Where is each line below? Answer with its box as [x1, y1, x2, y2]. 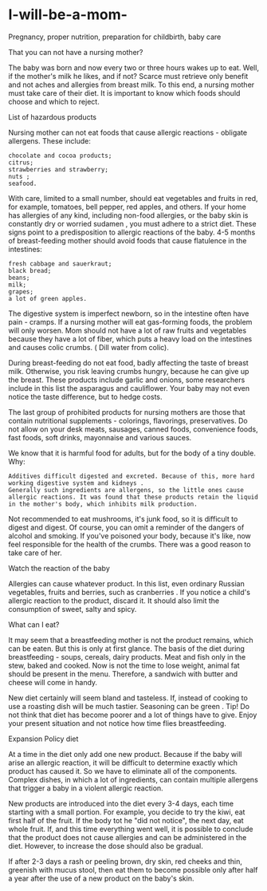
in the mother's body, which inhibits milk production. [8, 500, 198, 508]
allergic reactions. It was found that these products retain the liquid [8, 493, 259, 501]
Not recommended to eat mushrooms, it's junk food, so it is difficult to [8, 514, 238, 523]
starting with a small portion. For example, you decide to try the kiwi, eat [8, 807, 245, 817]
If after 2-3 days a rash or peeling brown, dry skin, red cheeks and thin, [8, 856, 243, 866]
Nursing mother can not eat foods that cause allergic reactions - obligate [8, 128, 248, 137]
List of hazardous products [8, 112, 97, 121]
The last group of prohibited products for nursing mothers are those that [8, 407, 245, 416]
